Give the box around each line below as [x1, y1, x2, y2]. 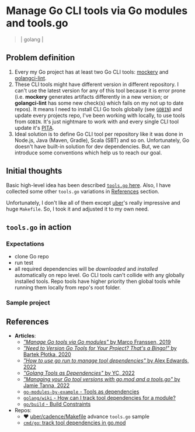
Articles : [14, 332, 36, 339]
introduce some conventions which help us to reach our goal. [14, 149, 162, 156]
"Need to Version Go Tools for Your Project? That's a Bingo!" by [23, 344, 177, 351]
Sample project [6, 299, 50, 307]
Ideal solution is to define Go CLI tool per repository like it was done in [14, 130, 183, 137]
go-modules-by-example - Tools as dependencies [23, 388, 140, 395]
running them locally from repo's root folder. [14, 284, 121, 291]
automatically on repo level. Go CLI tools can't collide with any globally [14, 272, 185, 279]
